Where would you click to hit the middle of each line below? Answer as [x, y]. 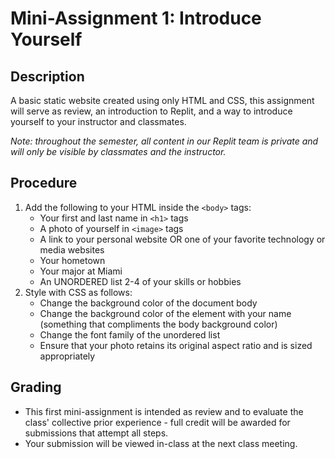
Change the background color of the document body [148, 303]
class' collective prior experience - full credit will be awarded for [157, 422]
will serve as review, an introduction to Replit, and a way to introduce [151, 111]
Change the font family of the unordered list [130, 334]
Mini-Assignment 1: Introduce [136, 18]
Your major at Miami [81, 271]
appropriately [67, 356]
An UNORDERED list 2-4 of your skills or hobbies [140, 281]
